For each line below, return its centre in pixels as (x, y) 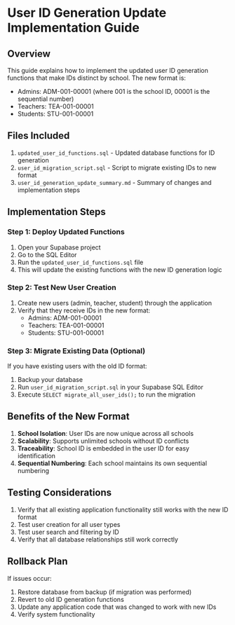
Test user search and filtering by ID (68, 532)
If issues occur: (29, 578)
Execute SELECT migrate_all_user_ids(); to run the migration (106, 394)
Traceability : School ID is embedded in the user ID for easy (103, 448)
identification (36, 455)
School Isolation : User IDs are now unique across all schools (106, 433)
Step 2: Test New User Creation (62, 287)
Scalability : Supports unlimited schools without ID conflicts (103, 441)
